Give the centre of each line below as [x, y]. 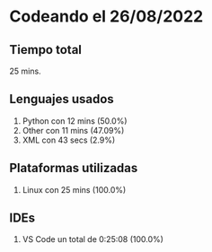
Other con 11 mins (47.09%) [73, 130]
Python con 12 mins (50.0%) [75, 121]
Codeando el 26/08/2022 [106, 17]
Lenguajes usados [62, 99]
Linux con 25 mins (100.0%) [74, 189]
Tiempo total [46, 50]
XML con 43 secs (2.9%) [69, 140]
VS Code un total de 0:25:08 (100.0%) [93, 239]
